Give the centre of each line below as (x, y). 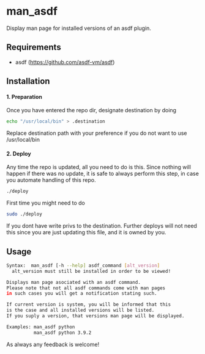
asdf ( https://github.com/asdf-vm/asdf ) (65, 62)
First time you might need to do (46, 203)
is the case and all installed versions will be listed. (80, 310)
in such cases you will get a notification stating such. (82, 294)
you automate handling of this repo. (51, 180)
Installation (28, 81)
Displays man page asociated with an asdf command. (73, 282)
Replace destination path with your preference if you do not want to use (97, 133)
